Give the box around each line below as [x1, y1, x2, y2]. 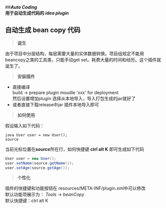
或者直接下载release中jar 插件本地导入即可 [12, 102, 99, 107]
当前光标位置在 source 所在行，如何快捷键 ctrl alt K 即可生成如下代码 [5, 146, 144, 152]
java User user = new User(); [5, 132, 68, 138]
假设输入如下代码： [5, 122, 45, 128]
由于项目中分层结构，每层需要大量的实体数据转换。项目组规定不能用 [5, 51, 144, 56]
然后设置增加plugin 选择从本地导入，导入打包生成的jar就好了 [12, 95, 136, 101]
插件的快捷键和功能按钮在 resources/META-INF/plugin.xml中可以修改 [5, 185, 146, 191]
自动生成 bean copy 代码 [5, 26, 81, 34]
